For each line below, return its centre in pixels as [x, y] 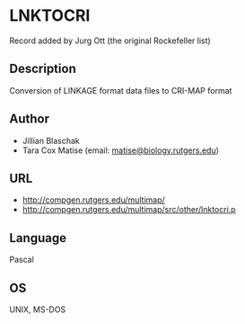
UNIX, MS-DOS [38, 310]
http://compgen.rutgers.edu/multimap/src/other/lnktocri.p [129, 210]
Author [29, 119]
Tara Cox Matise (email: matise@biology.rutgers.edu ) [121, 150]
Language [38, 238]
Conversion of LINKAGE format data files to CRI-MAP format [121, 90]
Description [43, 69]
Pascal [22, 260]
